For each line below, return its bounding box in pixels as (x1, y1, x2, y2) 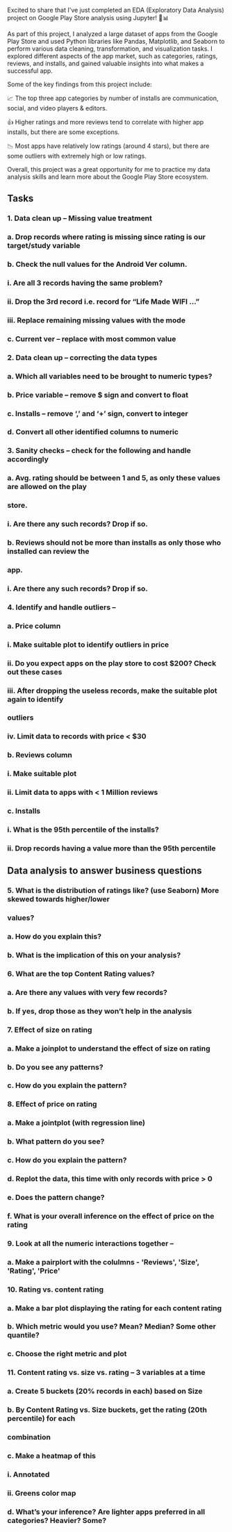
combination (7, 1433, 51, 1442)
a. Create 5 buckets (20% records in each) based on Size (7, 1386, 203, 1396)
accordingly (7, 454, 49, 464)
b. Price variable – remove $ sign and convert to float (7, 390, 189, 400)
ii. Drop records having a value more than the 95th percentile (7, 843, 216, 853)
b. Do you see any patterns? (7, 1062, 103, 1072)
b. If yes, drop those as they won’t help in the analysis (7, 1006, 192, 1016)
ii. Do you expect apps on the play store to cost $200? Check (7, 658, 217, 668)
